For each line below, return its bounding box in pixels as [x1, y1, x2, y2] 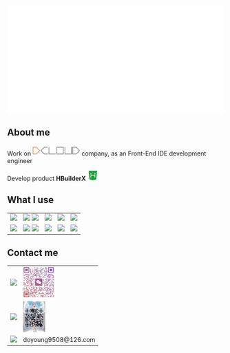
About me [7, 127, 50, 138]
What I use [7, 194, 54, 206]
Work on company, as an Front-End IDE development [7, 149, 207, 158]
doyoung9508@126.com [23, 336, 96, 344]
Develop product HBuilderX [7, 174, 86, 182]
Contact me [7, 246, 59, 259]
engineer [7, 156, 33, 164]
